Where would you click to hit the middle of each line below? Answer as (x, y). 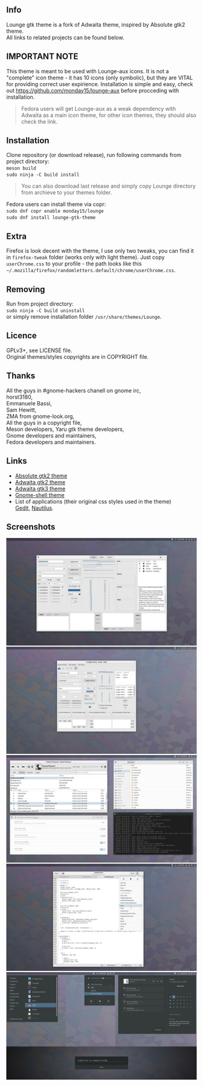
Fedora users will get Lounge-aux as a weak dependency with (98, 108)
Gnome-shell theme (40, 495)
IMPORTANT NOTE (42, 57)
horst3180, (20, 397)
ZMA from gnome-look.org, (40, 416)
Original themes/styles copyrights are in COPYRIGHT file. (78, 356)
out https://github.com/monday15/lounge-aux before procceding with (93, 90)
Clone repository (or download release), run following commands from (94, 155)
